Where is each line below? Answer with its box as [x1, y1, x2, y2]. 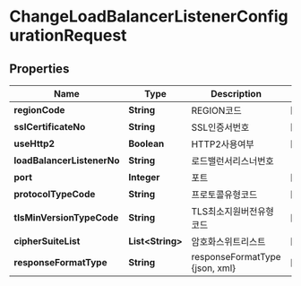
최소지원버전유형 [207, 205, 275, 217]
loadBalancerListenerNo [13, 154, 120, 167]
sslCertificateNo [13, 121, 86, 133]
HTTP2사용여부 [191, 138, 254, 150]
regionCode [13, 104, 65, 116]
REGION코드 [191, 105, 242, 117]
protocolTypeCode [13, 188, 96, 200]
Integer [128, 171, 160, 183]
